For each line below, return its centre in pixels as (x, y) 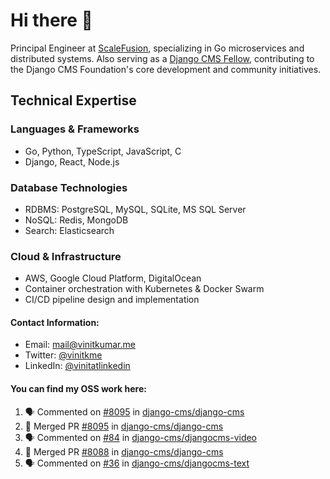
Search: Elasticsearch (69, 230)
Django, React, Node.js (72, 161)
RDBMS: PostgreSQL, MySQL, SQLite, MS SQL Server (135, 209)
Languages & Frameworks (75, 129)
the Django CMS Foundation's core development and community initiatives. (166, 69)
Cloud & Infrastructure (66, 256)
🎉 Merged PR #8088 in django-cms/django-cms (124, 451)
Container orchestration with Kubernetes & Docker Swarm (144, 289)
